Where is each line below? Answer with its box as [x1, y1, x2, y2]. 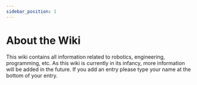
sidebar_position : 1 [6, 8, 57, 15]
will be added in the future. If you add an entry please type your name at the [6, 66, 191, 73]
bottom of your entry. [6, 72, 58, 79]
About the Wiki [6, 33, 81, 47]
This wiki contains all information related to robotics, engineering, [6, 53, 165, 60]
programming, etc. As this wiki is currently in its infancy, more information [6, 59, 185, 66]
